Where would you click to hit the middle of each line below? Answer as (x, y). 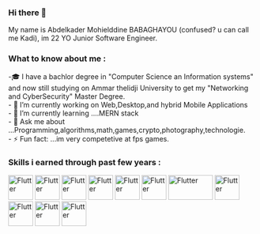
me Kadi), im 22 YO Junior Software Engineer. (83, 38)
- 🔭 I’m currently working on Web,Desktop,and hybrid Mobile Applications (128, 104)
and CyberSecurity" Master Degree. (67, 96)
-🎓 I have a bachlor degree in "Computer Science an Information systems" (131, 76)
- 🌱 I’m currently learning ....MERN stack (73, 113)
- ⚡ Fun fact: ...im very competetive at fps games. (89, 138)
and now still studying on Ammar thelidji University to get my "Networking (128, 88)
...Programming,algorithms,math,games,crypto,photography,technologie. (127, 130)
